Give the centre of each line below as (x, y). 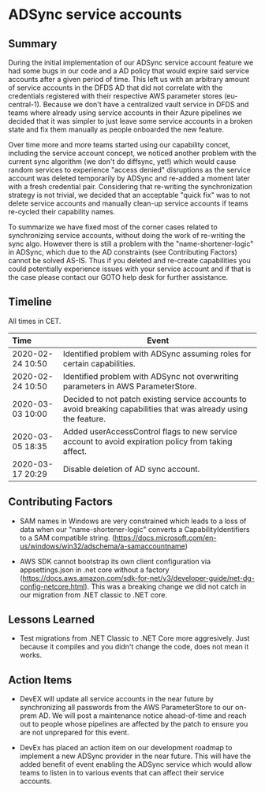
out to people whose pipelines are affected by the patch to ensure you (134, 724)
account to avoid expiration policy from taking (147, 441)
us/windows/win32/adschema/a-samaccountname (102, 546)
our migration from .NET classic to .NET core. (93, 595)
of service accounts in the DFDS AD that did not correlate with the (116, 87)
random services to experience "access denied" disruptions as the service (129, 170)
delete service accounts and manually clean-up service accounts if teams (128, 203)
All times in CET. (35, 321)
